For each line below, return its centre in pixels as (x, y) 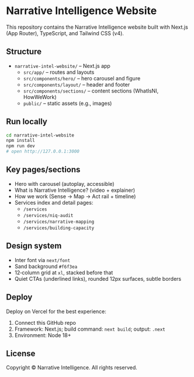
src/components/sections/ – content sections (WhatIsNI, (91, 91)
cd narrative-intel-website (40, 135)
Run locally (27, 122)
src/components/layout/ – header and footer (77, 84)
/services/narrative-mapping (59, 222)
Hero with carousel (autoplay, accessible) (65, 184)
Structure (24, 52)
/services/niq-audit (48, 215)
